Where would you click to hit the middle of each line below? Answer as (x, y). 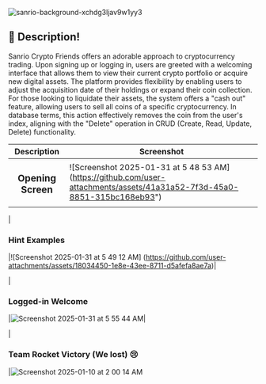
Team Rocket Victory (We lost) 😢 (73, 355)
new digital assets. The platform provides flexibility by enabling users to (125, 81)
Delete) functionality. (42, 131)
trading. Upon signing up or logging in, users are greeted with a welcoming (130, 64)
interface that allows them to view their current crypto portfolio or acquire (128, 73)
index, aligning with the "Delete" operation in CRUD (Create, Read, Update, (130, 124)
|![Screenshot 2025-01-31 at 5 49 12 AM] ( (77, 257)
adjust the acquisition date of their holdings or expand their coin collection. (130, 89)
